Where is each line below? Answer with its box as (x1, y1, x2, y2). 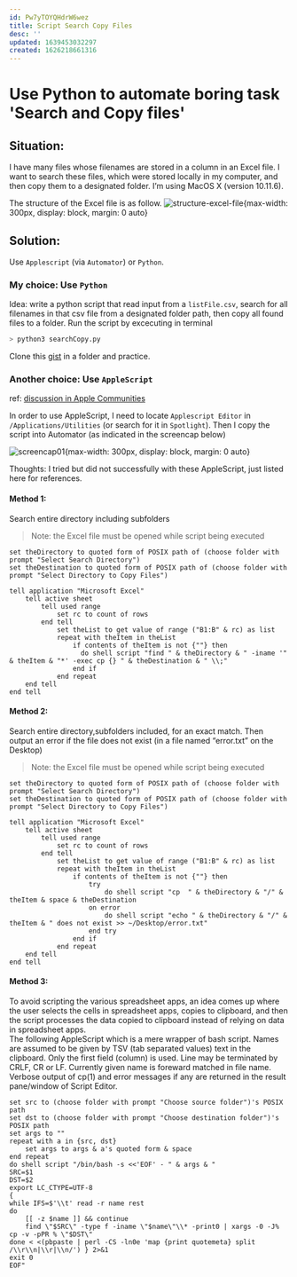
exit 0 (9, 1253, 34, 1263)
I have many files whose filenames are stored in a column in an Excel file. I (9, 162, 281, 173)
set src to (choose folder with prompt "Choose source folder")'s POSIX (9, 1098, 284, 1108)
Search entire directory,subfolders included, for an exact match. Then (9, 725, 264, 737)
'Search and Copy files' (9, 103, 185, 123)
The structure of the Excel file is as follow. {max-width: (9, 198, 288, 209)
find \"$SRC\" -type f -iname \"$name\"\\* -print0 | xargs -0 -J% (25, 1222, 279, 1232)
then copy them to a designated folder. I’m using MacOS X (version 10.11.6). (9, 181, 284, 192)
